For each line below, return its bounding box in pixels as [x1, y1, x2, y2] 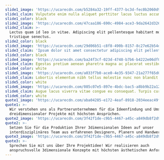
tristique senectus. [9, 35, 51, 40]
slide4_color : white [5, 66, 47, 71]
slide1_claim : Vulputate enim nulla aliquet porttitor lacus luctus [5, 12, 147, 17]
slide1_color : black [5, 16, 47, 21]
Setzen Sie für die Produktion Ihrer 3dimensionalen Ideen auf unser [9, 125, 154, 130]
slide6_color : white [5, 93, 47, 98]
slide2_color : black [5, 39, 47, 44]
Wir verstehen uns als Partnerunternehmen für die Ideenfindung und [9, 107, 152, 112]
